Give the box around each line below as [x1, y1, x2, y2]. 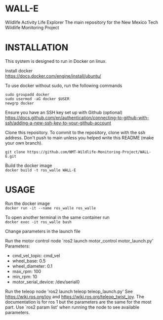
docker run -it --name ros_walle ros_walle [5, 205, 96, 210]
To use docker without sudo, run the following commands [5, 82, 122, 88]
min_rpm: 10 [12, 274, 38, 280]
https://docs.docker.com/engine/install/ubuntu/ [5, 73, 101, 79]
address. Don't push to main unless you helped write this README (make [5, 134, 154, 141]
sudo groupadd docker [5, 92, 50, 97]
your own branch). [5, 140, 43, 146]
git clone [5, 149, 26, 155]
